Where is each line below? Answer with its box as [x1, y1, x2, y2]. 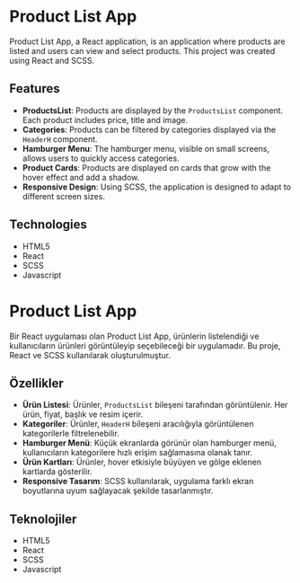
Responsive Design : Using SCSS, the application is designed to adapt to [22, 181, 292, 192]
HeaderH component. [22, 133, 98, 145]
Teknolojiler [9, 511, 77, 526]
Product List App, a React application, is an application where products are [9, 36, 286, 47]
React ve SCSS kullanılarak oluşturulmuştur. [9, 349, 172, 360]
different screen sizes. [22, 190, 106, 201]
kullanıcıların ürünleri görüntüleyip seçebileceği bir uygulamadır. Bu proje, [9, 340, 281, 351]
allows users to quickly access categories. [22, 153, 180, 163]
